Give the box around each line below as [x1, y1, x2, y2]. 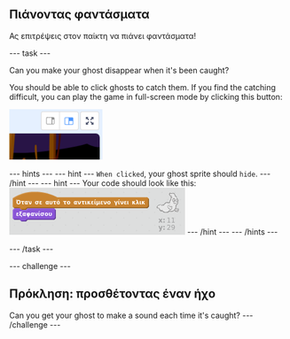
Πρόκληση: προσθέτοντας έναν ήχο [9, 287, 216, 302]
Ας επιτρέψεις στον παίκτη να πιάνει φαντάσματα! [9, 30, 197, 41]
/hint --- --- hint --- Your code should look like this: [9, 177, 197, 189]
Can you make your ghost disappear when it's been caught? [9, 65, 230, 75]
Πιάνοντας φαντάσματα [9, 7, 150, 22]
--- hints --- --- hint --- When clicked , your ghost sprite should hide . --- [9, 168, 271, 179]
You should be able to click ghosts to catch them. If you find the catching [9, 81, 277, 92]
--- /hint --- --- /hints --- [186, 226, 278, 237]
